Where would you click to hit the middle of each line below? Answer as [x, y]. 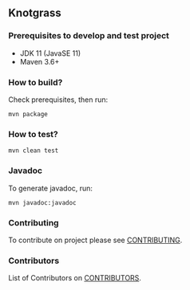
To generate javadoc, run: [51, 188]
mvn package [28, 114]
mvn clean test [34, 151]
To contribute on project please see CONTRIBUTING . [95, 240]
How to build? [36, 82]
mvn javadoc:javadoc [43, 202]
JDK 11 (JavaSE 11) [50, 53]
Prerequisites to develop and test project [89, 36]
